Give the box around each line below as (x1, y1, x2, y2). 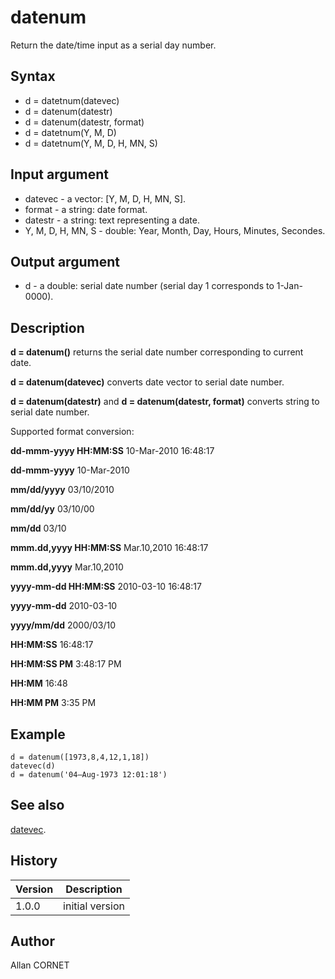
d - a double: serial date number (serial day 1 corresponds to (24, 280, 275, 292)
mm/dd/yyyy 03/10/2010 (10, 484, 115, 496)
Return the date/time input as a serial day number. (10, 39, 217, 51)
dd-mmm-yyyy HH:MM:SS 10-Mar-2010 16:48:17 (10, 445, 215, 457)
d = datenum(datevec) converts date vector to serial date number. (10, 376, 285, 388)
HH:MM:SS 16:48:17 (10, 639, 94, 651)
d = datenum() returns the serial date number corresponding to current (10, 346, 304, 358)
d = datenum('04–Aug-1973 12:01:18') (10, 770, 168, 780)
